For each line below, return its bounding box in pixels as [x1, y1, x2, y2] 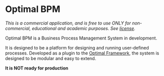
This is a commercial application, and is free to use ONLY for [5, 20, 131, 26]
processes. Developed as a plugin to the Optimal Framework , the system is [5, 50, 159, 56]
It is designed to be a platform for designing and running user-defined [5, 44, 149, 50]
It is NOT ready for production [5, 65, 68, 71]
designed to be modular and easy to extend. [5, 55, 96, 61]
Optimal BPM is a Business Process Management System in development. [5, 35, 157, 41]
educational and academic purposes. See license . [31, 25, 136, 31]
